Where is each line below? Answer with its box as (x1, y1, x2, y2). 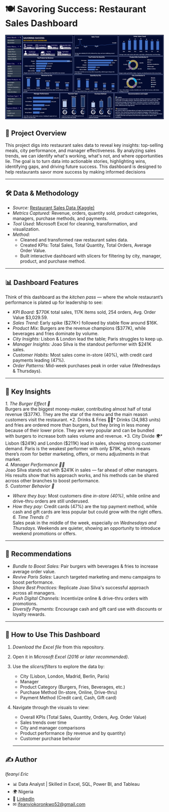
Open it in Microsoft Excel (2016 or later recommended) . (12, 654, 129, 660)
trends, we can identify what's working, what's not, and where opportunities (5, 153, 163, 159)
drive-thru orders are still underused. (12, 498, 90, 504)
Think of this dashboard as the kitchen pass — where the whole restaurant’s (5, 294, 163, 300)
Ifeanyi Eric (5, 771, 29, 777)
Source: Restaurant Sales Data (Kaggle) (12, 205, 95, 211)
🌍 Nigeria (12, 789, 34, 795)
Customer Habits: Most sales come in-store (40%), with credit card (12, 352, 152, 358)
